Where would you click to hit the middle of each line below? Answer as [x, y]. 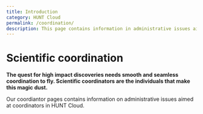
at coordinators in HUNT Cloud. [45, 106]
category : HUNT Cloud [34, 17]
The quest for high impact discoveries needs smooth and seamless [92, 75]
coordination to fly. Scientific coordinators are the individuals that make [98, 81]
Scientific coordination [65, 58]
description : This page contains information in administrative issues [98, 28]
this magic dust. [27, 88]
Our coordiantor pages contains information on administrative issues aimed [100, 99]
